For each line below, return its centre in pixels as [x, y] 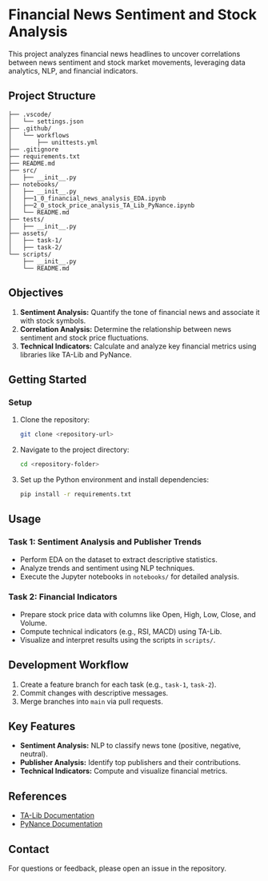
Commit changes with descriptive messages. [94, 692]
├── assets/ [28, 233]
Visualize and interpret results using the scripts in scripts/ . [118, 640]
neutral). [34, 754]
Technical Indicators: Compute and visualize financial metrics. [124, 771]
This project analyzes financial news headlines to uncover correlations [124, 54]
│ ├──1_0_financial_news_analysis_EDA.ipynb [87, 198]
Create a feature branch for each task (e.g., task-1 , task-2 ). [118, 684]
